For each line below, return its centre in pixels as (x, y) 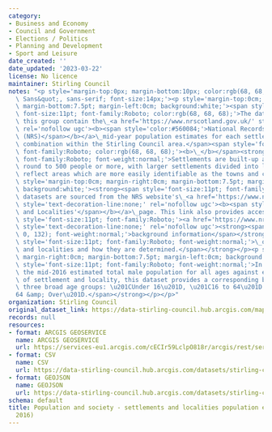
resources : (27, 325)
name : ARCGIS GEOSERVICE (57, 340)
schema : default (36, 400)
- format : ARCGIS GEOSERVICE (57, 332)
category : (25, 16)
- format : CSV (32, 355)
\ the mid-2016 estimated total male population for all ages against (137, 272)
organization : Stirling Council (63, 302)
